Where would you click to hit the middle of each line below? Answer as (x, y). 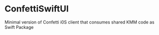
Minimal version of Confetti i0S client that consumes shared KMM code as (79, 22)
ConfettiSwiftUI (37, 9)
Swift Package (19, 27)
